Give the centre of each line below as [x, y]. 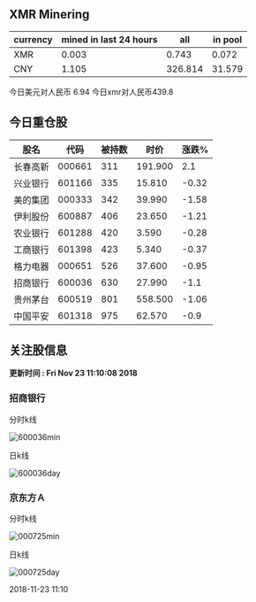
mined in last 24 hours [109, 39]
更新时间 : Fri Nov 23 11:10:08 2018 [74, 373]
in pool [228, 39]
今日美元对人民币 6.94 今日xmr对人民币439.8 [91, 91]
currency [33, 39]
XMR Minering [49, 15]
